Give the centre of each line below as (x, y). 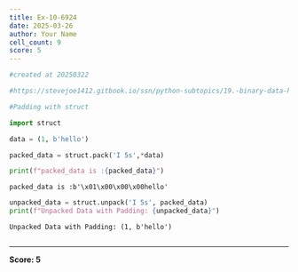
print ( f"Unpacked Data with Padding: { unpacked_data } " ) (114, 211)
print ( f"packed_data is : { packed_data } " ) (87, 171)
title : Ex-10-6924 (43, 17)
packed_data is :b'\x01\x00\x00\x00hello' (89, 188)
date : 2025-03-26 (41, 26)
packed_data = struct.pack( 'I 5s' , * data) (87, 155)
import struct (35, 123)
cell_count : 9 (35, 42)
